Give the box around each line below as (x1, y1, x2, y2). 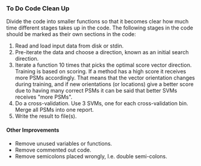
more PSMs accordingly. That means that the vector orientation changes (14, 74, 196, 82)
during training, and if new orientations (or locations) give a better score (14, 81, 194, 88)
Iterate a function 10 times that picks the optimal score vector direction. (14, 61, 192, 69)
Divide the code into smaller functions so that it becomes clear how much (6, 18, 189, 25)
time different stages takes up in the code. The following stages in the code (6, 24, 194, 31)
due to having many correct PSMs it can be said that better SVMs (14, 87, 178, 94)
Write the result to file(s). (14, 112, 77, 120)
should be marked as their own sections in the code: (6, 31, 137, 38)
